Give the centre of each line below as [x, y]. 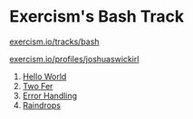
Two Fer [38, 86]
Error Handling [50, 96]
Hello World [44, 76]
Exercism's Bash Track [96, 17]
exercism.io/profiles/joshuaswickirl [74, 59]
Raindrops [42, 105]
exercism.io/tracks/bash [54, 41]
